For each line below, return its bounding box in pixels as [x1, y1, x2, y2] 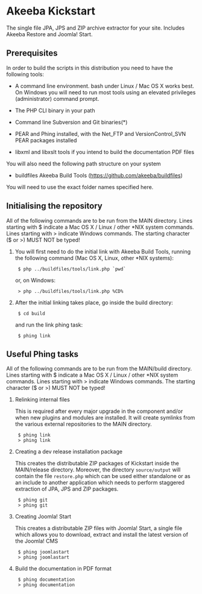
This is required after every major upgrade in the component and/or [14, 407, 183, 415]
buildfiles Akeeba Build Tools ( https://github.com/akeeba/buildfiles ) [14, 171, 183, 179]
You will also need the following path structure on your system [6, 160, 161, 167]
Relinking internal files [14, 396, 71, 403]
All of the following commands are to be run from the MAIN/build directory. [6, 365, 192, 372]
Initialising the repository [6, 201, 103, 211]
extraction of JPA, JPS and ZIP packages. [14, 485, 119, 493]
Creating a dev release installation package [14, 448, 122, 455]
